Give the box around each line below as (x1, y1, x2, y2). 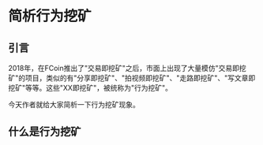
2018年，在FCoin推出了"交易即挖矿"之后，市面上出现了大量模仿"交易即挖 (8, 64, 246, 72)
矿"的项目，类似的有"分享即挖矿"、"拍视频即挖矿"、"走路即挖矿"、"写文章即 (8, 73, 256, 83)
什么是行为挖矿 (8, 125, 81, 139)
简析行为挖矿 (8, 7, 92, 25)
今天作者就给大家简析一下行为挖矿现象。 (8, 100, 140, 109)
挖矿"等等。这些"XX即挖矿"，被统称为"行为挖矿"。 (8, 84, 172, 92)
